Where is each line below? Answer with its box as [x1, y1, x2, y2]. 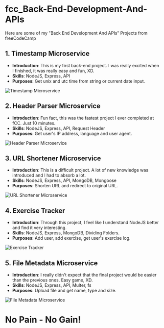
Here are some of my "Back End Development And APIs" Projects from [5, 30, 148, 36]
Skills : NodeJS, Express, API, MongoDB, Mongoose [12, 177, 117, 183]
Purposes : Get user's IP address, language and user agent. [12, 130, 132, 136]
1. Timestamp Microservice [5, 50, 90, 58]
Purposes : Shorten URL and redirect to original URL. [12, 183, 118, 189]
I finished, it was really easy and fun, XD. [12, 68, 94, 74]
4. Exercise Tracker [5, 206, 65, 215]
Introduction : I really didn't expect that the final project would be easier [12, 272, 157, 278]
